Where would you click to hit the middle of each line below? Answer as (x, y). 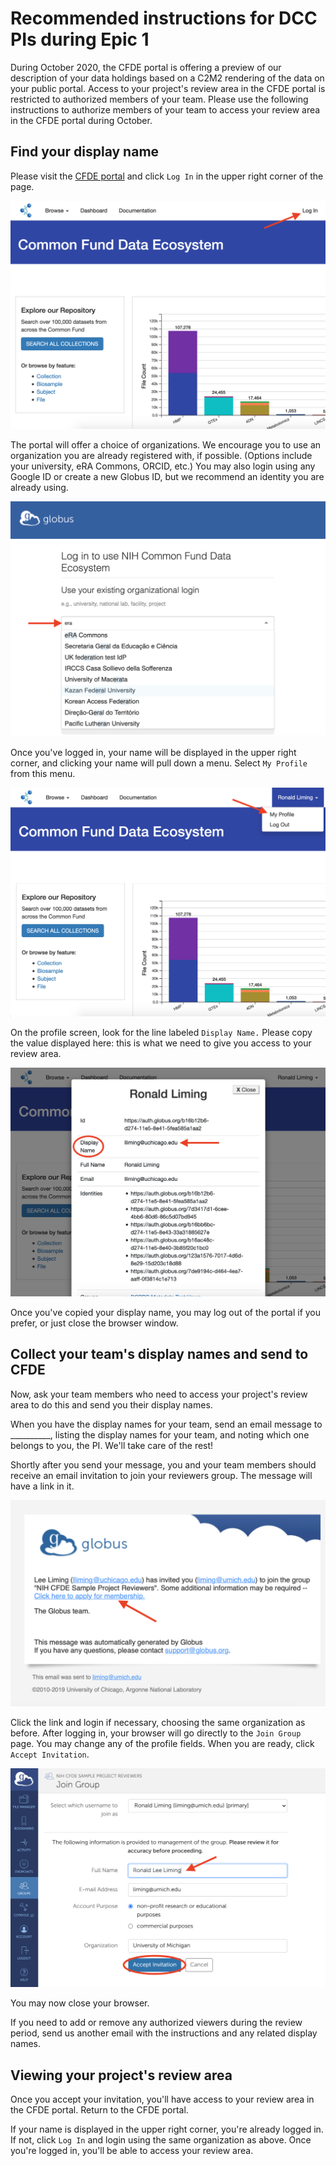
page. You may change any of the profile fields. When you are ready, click (162, 1744)
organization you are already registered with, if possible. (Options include (161, 455)
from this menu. (43, 774)
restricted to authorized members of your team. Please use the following (159, 99)
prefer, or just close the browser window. (94, 1323)
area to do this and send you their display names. (111, 1404)
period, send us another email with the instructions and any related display (164, 2033)
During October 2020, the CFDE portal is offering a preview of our (146, 67)
